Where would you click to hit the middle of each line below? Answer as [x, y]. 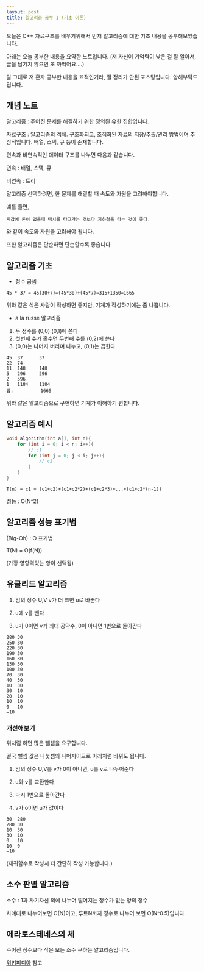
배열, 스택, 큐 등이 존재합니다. [69, 142]
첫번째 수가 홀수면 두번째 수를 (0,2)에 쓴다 [65, 338]
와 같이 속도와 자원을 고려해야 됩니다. [50, 232]
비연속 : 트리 [21, 181]
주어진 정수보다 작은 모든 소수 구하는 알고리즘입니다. [68, 950]
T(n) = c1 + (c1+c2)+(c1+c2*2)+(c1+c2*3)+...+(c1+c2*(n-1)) [84, 489]
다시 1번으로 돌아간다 [40, 795]
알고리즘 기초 [30, 266]
